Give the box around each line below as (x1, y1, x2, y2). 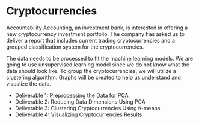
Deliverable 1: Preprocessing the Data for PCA (14, 92, 129, 99)
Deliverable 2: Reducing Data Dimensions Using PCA (14, 98, 146, 105)
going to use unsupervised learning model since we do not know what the (6, 61, 189, 68)
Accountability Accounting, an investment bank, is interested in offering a (6, 24, 188, 31)
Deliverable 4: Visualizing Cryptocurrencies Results (14, 111, 142, 118)
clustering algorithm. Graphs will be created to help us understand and (6, 74, 182, 81)
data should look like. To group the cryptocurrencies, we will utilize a (6, 67, 176, 74)
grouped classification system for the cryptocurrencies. (6, 43, 144, 50)
